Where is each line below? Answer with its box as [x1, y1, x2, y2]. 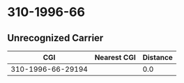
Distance [142, 53, 173, 62]
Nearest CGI [94, 53, 136, 62]
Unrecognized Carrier [7, 32, 104, 44]
